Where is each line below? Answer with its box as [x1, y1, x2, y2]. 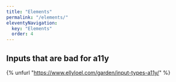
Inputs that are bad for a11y [6, 53, 109, 63]
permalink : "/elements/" [6, 14, 68, 20]
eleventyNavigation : [6, 20, 58, 26]
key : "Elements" [11, 25, 52, 32]
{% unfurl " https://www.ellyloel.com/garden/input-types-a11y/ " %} [6, 69, 171, 76]
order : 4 [11, 31, 34, 37]
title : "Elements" [6, 8, 52, 15]
